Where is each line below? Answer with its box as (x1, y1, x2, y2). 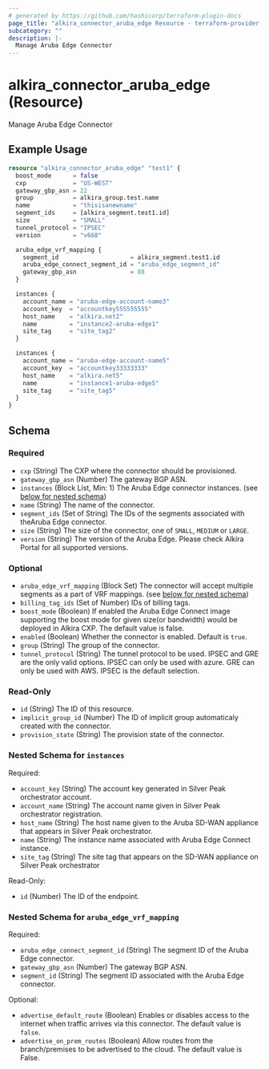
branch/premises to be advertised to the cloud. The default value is (19, 1044, 243, 1054)
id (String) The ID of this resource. (19, 704, 134, 714)
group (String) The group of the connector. (19, 641, 160, 650)
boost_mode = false (15, 172, 98, 180)
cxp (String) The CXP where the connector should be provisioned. (19, 466, 237, 476)
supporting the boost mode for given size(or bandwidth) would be (19, 615, 238, 625)
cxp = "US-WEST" (15, 179, 113, 187)
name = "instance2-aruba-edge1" (22, 320, 159, 328)
